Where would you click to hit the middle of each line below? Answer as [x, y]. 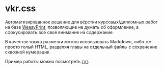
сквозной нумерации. [28, 52]
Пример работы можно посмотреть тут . [47, 61]
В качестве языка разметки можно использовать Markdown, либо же [78, 41]
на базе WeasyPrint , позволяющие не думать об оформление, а [72, 27]
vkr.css [20, 9]
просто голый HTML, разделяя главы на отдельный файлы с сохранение [81, 47]
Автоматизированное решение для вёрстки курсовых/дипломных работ [81, 22]
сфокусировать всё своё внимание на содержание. [59, 32]
